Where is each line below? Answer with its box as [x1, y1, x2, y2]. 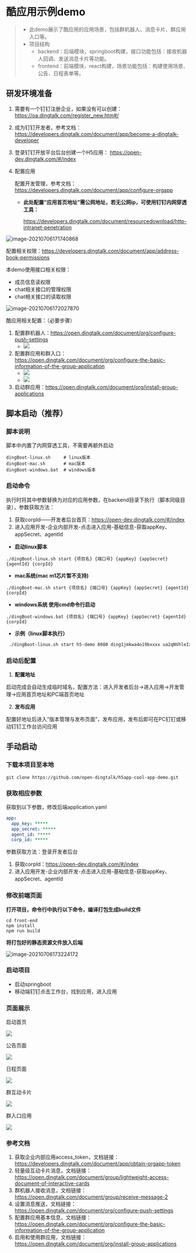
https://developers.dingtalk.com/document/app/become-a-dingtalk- [14, 130, 179, 138]
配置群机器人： [14, 329, 51, 336]
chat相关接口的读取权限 [14, 293, 72, 300]
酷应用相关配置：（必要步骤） [6, 317, 75, 324]
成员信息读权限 [14, 278, 51, 285]
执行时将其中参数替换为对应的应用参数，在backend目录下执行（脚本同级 [6, 496, 180, 503]
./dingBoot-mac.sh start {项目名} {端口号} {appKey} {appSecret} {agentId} [6, 585, 189, 590]
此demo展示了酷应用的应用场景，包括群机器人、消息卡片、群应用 [29, 26, 186, 33]
